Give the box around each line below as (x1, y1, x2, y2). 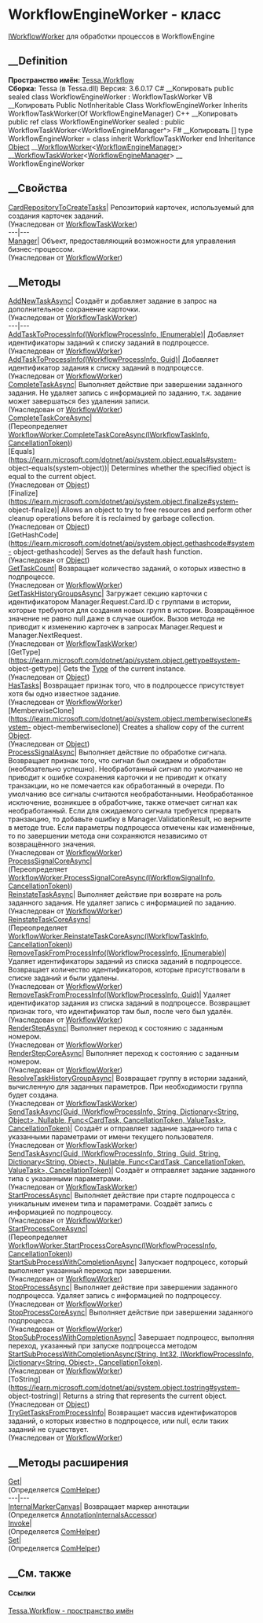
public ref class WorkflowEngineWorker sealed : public (8, 116, 185, 127)
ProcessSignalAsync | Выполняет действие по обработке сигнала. (8, 747, 228, 757)
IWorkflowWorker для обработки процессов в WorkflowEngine (8, 31, 215, 41)
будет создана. (8, 1090, 59, 1100)
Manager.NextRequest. (8, 631, 82, 640)
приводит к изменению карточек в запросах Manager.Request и (8, 622, 223, 632)
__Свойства (8, 182, 68, 195)
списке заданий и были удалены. (8, 973, 119, 983)
